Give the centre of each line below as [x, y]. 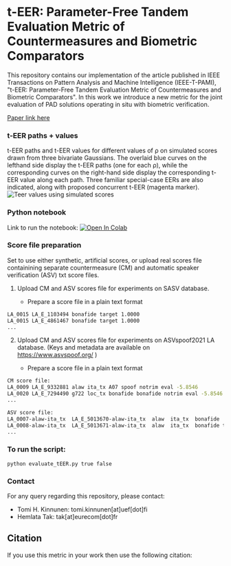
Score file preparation [44, 245]
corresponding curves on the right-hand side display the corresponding [109, 172]
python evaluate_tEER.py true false [59, 464]
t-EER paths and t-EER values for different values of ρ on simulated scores [112, 151]
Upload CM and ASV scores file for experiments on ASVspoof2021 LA [116, 340]
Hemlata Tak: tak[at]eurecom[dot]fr [67, 517]
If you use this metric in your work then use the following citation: [100, 555]
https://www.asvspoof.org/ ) [57, 355]
